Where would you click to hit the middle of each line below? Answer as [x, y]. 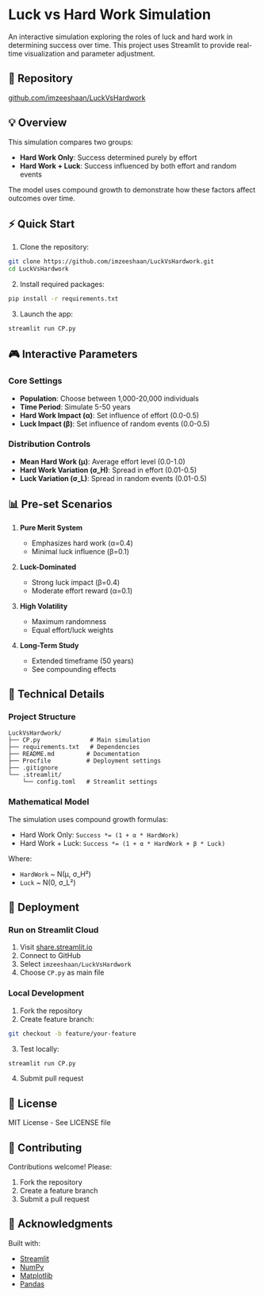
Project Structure [42, 716]
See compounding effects [74, 669]
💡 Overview [38, 123]
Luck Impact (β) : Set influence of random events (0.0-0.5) [115, 424]
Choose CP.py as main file [62, 972]
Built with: [25, 1243]
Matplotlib [36, 1275]
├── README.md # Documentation [74, 754]
